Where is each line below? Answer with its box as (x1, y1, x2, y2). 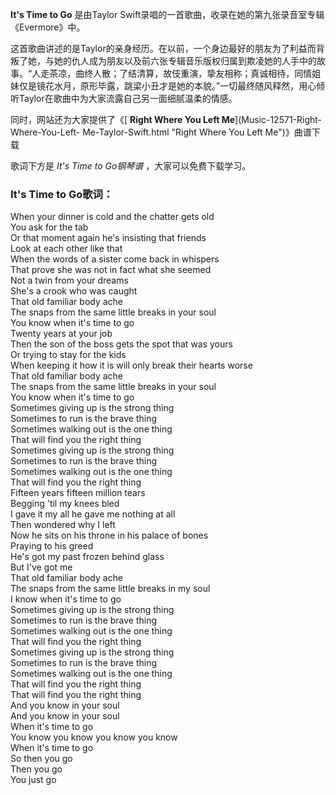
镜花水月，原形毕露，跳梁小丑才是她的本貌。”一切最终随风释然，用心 (36, 80, 317, 92)
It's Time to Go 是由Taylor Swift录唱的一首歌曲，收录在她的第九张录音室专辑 (10, 9, 325, 20)
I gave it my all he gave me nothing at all (10, 508, 176, 520)
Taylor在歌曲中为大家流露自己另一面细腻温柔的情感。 (18, 93, 238, 104)
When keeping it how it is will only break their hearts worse (10, 359, 253, 372)
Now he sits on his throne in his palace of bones (10, 529, 209, 542)
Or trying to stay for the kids (10, 349, 127, 361)
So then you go (10, 753, 73, 765)
